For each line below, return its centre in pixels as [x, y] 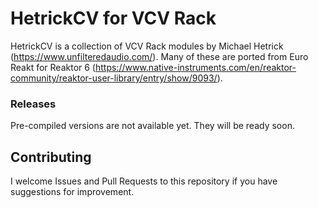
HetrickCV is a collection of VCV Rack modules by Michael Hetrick [147, 46]
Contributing [51, 157]
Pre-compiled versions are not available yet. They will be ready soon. [152, 126]
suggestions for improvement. [72, 192]
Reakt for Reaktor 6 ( [53, 67]
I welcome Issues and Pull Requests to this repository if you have [144, 181]
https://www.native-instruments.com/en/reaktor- [195, 67]
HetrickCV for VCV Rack [113, 18]
